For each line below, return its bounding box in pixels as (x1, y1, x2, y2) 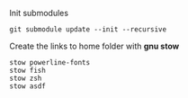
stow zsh (9, 74, 42, 83)
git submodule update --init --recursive (9, 25, 167, 34)
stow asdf (9, 82, 47, 91)
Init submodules (9, 8, 69, 18)
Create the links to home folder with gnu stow (9, 40, 180, 51)
